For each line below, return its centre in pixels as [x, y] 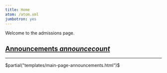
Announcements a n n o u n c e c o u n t [58, 48]
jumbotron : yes [21, 19]
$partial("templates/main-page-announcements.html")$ [63, 66]
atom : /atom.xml [22, 14]
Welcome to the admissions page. [40, 33]
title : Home [17, 10]
